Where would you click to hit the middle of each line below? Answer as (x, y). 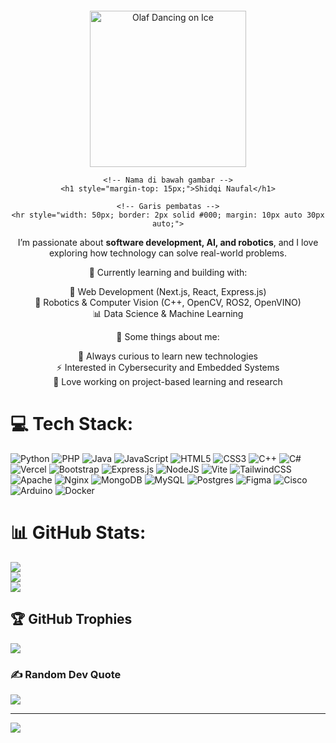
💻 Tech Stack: (72, 424)
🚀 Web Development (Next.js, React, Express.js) (168, 291)
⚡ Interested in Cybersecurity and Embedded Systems (168, 367)
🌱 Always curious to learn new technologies (168, 356)
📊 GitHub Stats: (78, 533)
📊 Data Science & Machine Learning (168, 313)
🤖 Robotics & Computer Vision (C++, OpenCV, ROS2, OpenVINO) (168, 302)
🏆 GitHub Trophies (71, 619)
